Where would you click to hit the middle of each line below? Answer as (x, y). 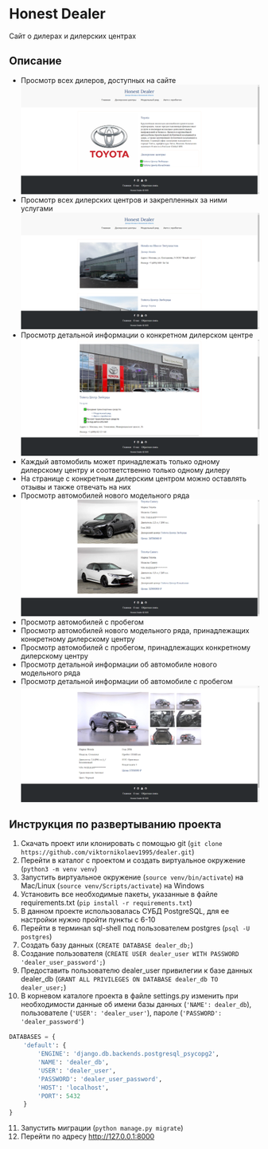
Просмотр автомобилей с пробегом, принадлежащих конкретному (136, 647)
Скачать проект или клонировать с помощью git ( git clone (121, 844)
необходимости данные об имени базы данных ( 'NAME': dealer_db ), (136, 1005)
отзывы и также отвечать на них (76, 486)
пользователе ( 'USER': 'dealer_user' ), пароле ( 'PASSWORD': (121, 1013)
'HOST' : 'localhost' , (74, 1088)
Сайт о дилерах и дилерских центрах (73, 36)
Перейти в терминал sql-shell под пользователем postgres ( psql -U (135, 928)
